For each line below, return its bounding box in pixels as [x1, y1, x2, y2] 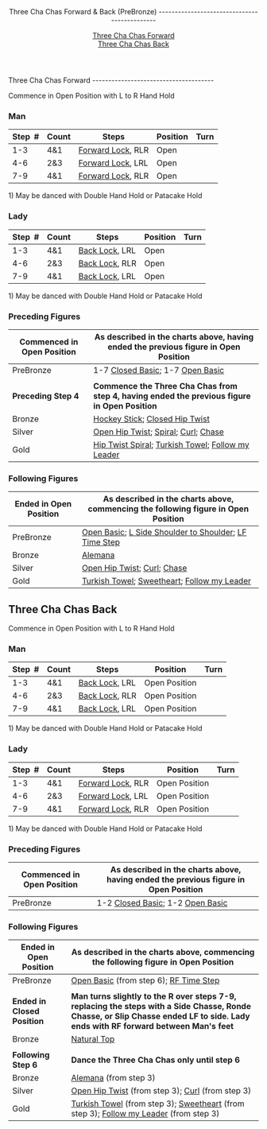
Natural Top [71, 1034, 115, 1045]
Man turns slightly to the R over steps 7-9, [71, 991, 237, 1002]
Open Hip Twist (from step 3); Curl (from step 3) [71, 1085, 252, 1096]
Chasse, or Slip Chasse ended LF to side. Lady [71, 1011, 250, 1022]
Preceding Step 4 [12, 390, 79, 402]
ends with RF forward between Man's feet [71, 1021, 234, 1032]
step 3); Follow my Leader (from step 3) [71, 1108, 220, 1119]
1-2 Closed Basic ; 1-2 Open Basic [96, 897, 228, 908]
